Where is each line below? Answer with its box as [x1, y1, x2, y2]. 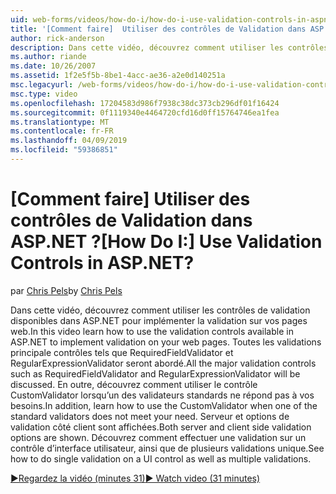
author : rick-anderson [10, 33, 105, 43]
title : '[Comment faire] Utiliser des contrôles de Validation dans [10, 24, 307, 34]
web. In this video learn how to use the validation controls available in [10, 325, 294, 337]
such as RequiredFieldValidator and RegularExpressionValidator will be [10, 367, 301, 380]
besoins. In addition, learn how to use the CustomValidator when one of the [10, 399, 318, 411]
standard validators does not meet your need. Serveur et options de [10, 410, 290, 422]
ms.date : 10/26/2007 [10, 61, 97, 71]
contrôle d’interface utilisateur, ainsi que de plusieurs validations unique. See [10, 442, 325, 454]
